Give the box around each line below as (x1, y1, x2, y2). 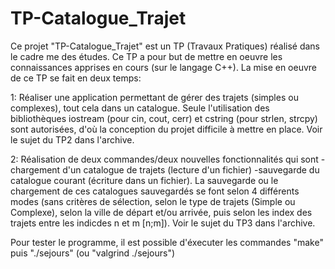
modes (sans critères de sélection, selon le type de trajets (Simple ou (10, 195, 296, 207)
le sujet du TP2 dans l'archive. (10, 133, 135, 146)
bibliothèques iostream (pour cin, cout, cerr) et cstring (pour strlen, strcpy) (10, 112, 318, 124)
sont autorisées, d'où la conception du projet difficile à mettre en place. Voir (10, 123, 323, 135)
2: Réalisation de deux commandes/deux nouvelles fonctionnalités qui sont (10, 153, 319, 165)
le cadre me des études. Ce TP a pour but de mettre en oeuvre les (10, 50, 283, 62)
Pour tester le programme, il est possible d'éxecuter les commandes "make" (10, 236, 324, 248)
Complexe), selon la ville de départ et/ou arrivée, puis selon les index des (10, 206, 313, 218)
